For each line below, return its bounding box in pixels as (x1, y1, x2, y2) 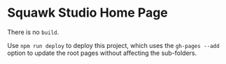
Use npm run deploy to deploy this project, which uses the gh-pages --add (7, 41, 220, 49)
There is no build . (7, 28, 59, 36)
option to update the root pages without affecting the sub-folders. (7, 49, 197, 57)
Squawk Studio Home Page (7, 5, 168, 21)
